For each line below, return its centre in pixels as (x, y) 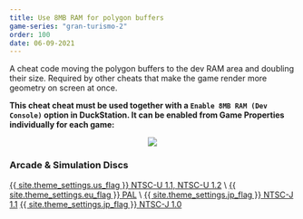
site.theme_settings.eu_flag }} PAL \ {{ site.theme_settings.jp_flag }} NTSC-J (151, 195)
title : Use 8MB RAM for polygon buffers (87, 18)
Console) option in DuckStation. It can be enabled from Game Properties (147, 115)
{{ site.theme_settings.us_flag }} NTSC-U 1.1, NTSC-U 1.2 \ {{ (122, 185)
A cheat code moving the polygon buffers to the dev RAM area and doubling (152, 69)
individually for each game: (62, 125)
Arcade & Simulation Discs (69, 166)
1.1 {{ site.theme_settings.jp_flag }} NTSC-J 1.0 (96, 204)
